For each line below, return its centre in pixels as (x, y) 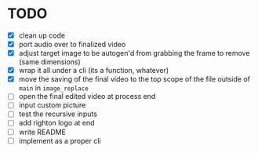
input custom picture (52, 105)
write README (42, 132)
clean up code (42, 35)
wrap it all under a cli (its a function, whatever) (94, 71)
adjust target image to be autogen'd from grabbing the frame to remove (134, 53)
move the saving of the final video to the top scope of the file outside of (134, 79)
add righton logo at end (56, 123)
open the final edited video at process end (87, 97)
